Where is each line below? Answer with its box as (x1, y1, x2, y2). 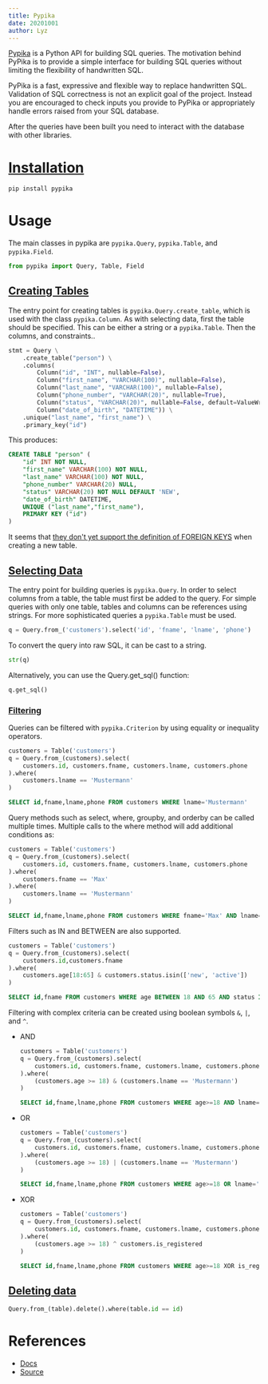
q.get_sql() (8, 685, 48, 694)
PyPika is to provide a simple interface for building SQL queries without (8, 57, 242, 66)
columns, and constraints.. (8, 331, 96, 341)
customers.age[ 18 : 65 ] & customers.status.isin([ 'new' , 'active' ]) (22, 971, 248, 979)
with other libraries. (8, 130, 73, 140)
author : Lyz (8, 26, 48, 34)
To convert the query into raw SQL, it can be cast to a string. (8, 640, 207, 650)
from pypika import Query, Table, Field (8, 262, 145, 270)
